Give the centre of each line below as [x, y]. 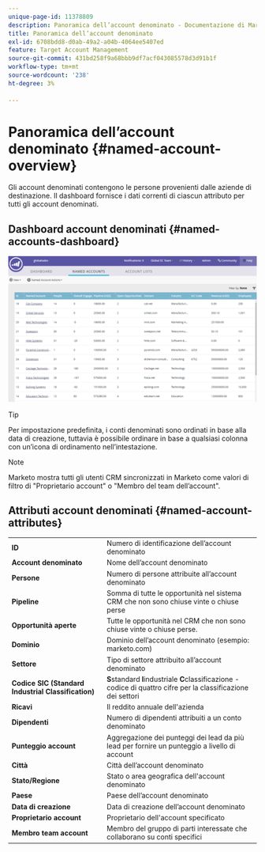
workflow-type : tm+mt [44, 67]
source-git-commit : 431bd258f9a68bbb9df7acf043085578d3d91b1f [112, 59]
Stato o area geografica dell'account [166, 776]
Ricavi [22, 707]
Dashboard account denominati [88, 229]
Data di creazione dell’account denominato [176, 806]
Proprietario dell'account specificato [165, 817]
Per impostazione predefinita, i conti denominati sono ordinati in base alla [127, 430]
